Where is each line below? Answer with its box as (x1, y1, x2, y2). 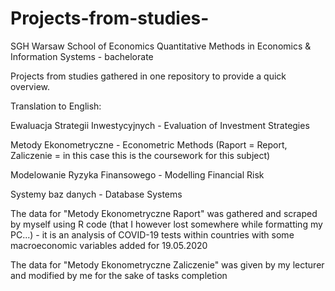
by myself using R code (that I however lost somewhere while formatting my (10, 218, 323, 230)
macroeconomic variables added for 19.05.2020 (10, 239, 208, 251)
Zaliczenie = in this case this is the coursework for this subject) (10, 149, 271, 161)
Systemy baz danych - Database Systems (10, 188, 183, 200)
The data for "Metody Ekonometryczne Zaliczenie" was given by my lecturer (10, 258, 325, 271)
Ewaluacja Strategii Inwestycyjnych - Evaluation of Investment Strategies (10, 119, 310, 131)
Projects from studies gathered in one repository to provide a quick (10, 70, 287, 82)
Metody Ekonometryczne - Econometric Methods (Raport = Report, (10, 138, 288, 151)
